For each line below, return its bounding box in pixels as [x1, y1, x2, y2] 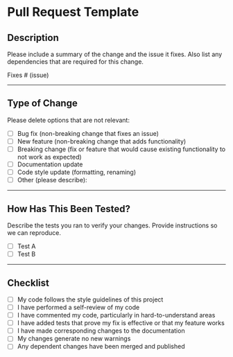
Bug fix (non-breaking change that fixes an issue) [17, 129, 159, 137]
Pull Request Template [7, 4, 139, 20]
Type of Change [7, 98, 78, 110]
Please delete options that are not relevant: [7, 116, 130, 124]
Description [7, 32, 59, 44]
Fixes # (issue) [7, 71, 49, 79]
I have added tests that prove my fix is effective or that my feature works [17, 319, 225, 327]
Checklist [7, 277, 50, 288]
